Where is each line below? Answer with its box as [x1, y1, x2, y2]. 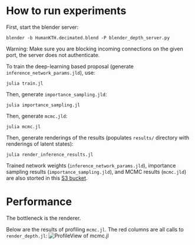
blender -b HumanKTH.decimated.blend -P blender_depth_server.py [6, 35, 170, 41]
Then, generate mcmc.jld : [6, 112, 68, 119]
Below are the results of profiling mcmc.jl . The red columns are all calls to [6, 226, 184, 233]
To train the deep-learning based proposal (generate [6, 63, 134, 70]
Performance [6, 195, 72, 209]
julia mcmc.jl [6, 123, 41, 130]
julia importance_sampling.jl [6, 102, 81, 108]
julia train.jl [6, 80, 44, 86]
